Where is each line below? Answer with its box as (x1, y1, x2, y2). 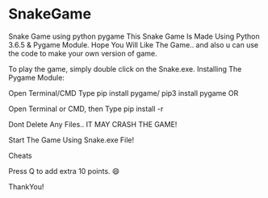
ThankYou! (8, 182, 44, 192)
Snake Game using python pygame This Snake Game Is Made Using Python (8, 31, 260, 41)
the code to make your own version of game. (8, 48, 157, 58)
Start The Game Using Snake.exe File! (8, 134, 135, 145)
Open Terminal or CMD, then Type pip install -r (8, 104, 164, 113)
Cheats (8, 151, 32, 160)
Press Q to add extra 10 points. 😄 (8, 166, 120, 175)
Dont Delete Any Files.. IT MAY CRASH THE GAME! (8, 119, 178, 129)
